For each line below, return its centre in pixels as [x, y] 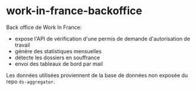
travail [22, 45]
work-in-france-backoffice [74, 11]
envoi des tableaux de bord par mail [59, 64]
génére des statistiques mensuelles [58, 51]
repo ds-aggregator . [31, 82]
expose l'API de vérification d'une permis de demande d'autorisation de [102, 38]
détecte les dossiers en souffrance [57, 57]
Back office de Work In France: [44, 27]
